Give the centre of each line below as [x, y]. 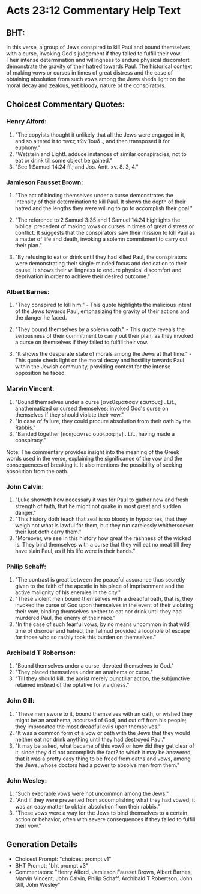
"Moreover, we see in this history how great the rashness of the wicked [103, 538]
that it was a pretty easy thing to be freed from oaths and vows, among [103, 759]
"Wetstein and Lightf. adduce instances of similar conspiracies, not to [101, 154]
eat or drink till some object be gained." [64, 160]
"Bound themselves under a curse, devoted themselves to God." [94, 666]
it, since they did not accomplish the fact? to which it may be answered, [103, 752]
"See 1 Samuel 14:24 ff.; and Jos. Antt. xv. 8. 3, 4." [77, 167]
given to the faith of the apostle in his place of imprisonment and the [99, 586]
